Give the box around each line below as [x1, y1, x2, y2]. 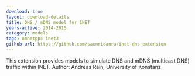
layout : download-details [6, 14, 69, 20]
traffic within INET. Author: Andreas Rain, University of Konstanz [6, 63, 161, 70]
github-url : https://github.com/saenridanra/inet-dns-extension [6, 42, 166, 47]
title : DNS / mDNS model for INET [6, 19, 91, 25]
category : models [6, 30, 49, 36]
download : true [6, 8, 43, 15]
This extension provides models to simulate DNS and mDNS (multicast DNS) [6, 57, 190, 64]
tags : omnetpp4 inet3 [6, 36, 59, 42]
